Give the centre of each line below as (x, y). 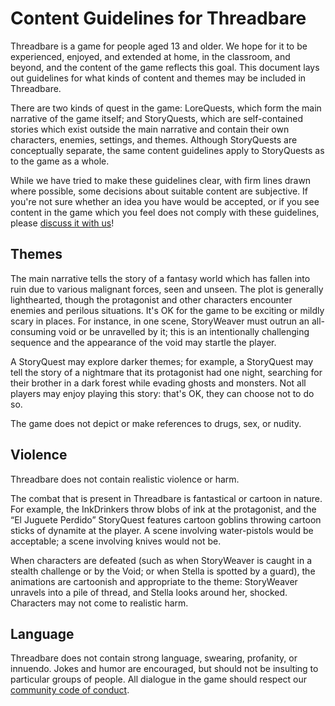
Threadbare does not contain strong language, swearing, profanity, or (154, 658)
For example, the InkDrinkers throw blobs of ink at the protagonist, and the (163, 509)
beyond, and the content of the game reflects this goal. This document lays (165, 67)
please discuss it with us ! (62, 223)
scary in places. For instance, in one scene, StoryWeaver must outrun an (160, 321)
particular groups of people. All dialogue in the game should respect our (159, 679)
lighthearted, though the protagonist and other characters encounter (151, 299)
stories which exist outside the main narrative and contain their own (150, 129)
